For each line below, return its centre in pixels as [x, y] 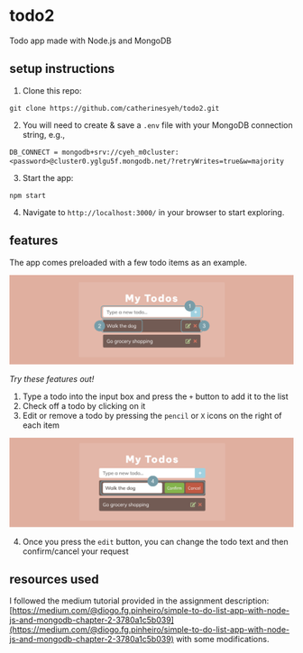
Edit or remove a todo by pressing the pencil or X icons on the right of [152, 415]
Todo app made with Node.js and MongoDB [91, 41]
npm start [28, 195]
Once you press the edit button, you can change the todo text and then [155, 541]
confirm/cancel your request [75, 551]
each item [41, 425]
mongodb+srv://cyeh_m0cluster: [120, 152]
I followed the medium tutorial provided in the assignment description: [139, 601]
